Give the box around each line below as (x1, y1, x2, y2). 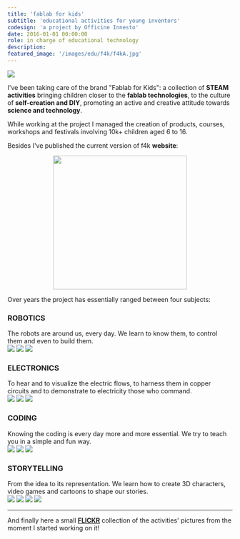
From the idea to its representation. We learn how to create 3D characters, (7, 480, 226, 488)
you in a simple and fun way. (7, 437, 91, 445)
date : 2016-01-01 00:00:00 (7, 30, 88, 38)
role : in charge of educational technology (7, 37, 139, 44)
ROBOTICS (7, 313, 46, 323)
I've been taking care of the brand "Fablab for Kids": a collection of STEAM (7, 83, 229, 91)
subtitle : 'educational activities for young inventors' (7, 17, 181, 24)
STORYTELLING (7, 463, 64, 473)
